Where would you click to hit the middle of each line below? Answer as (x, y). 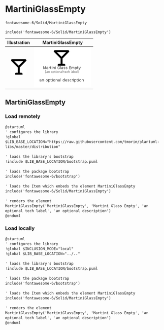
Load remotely (23, 116)
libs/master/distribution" (33, 147)
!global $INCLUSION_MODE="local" (39, 249)
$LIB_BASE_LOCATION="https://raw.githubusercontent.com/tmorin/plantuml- (82, 142)
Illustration (19, 42)
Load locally (20, 228)
